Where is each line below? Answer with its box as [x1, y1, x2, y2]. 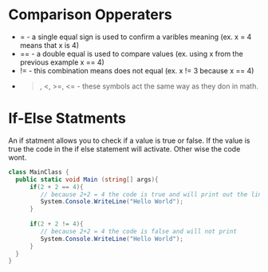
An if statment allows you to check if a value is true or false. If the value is [8, 136, 250, 145]
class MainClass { [8, 168, 69, 176]
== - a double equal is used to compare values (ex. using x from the [19, 49, 243, 58]
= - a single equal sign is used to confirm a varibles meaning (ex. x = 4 [19, 32, 252, 41]
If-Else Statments [8, 109, 126, 128]
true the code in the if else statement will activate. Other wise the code [8, 144, 241, 153]
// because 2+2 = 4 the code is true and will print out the [40, 190, 248, 199]
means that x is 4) [19, 40, 80, 49]
